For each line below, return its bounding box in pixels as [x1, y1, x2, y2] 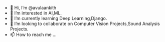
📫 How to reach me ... [10, 31, 57, 37]
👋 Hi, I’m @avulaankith [10, 5, 57, 10]
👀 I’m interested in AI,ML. [10, 10, 62, 16]
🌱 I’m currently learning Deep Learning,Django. [10, 15, 107, 21]
